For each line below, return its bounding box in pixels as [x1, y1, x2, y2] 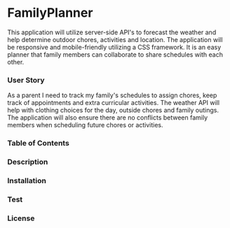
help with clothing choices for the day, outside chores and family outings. [7, 106, 219, 115]
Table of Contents [7, 138, 70, 148]
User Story [7, 75, 45, 85]
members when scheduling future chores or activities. [7, 121, 163, 129]
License [7, 213, 35, 223]
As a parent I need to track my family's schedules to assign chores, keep [7, 91, 217, 99]
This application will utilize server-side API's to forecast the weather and [7, 28, 217, 36]
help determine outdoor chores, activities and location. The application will [7, 35, 223, 43]
